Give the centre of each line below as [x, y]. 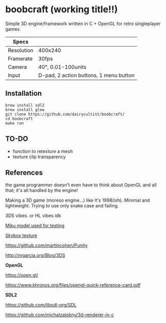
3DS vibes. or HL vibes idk [33, 216]
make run [15, 123]
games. [13, 29]
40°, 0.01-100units [62, 67]
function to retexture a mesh [43, 151]
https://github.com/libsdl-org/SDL [41, 305]
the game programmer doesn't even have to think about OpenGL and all [81, 185]
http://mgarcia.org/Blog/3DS [35, 255]
